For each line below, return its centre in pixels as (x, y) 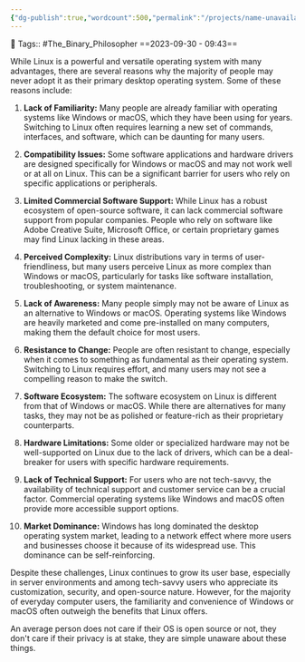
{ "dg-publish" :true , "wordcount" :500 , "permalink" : (106, 18)
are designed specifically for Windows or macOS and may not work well (157, 163)
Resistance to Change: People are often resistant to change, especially (157, 349)
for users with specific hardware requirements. (142, 462)
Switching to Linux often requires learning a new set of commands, (148, 127)
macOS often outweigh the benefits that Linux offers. (109, 611)
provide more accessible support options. (101, 508)
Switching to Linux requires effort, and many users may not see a (145, 369)
